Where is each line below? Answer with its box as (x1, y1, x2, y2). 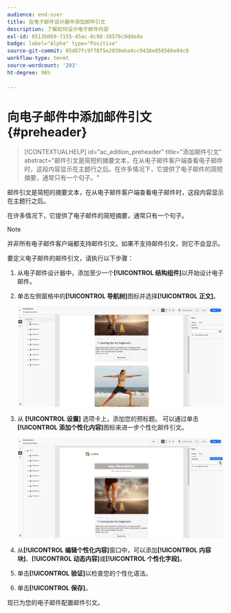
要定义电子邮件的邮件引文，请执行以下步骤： (7, 254, 134, 262)
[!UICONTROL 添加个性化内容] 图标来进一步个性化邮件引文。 (16, 424, 188, 432)
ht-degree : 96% (7, 69, 51, 76)
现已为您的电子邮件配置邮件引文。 (7, 598, 104, 606)
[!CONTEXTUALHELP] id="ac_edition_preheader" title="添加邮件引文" (23, 148, 222, 156)
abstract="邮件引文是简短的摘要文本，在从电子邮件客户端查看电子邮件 (23, 156, 223, 165)
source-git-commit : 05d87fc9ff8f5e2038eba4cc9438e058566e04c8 (7, 48, 189, 54)
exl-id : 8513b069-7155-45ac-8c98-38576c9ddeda (7, 33, 143, 40)
